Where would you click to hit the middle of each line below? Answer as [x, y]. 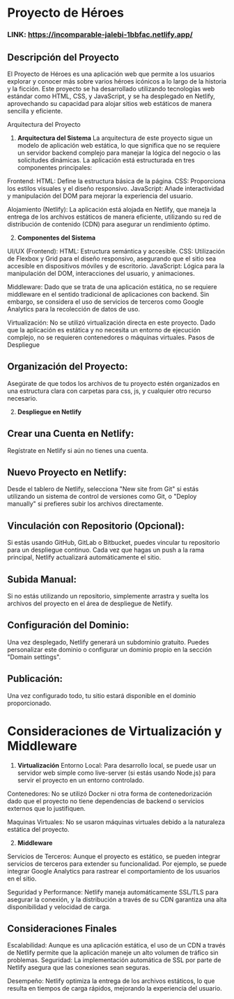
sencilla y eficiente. [35, 111]
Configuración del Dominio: [68, 625]
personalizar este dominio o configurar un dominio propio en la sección [110, 649]
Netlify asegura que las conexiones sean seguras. [79, 968]
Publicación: [35, 679]
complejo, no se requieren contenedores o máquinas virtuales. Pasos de [111, 337]
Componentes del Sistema [56, 238]
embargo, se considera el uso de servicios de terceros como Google [106, 302]
